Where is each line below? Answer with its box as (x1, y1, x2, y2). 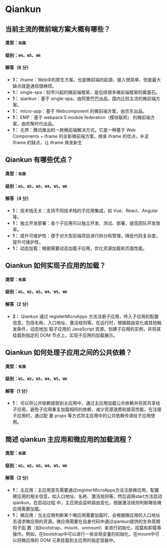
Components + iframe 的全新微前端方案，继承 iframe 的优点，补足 (12, 133, 149, 139)
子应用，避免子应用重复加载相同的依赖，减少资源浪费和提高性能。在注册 (12, 406, 161, 412)
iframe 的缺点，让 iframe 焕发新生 (12, 139, 82, 145)
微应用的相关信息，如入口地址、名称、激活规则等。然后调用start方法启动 (12, 493, 162, 499)
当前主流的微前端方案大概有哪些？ (5, 25, 110, 33)
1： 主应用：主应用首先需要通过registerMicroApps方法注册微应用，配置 (12, 487, 159, 493)
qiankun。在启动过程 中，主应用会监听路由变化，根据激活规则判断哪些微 (12, 500, 162, 506)
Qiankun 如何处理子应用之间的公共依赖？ (5, 348, 132, 357)
